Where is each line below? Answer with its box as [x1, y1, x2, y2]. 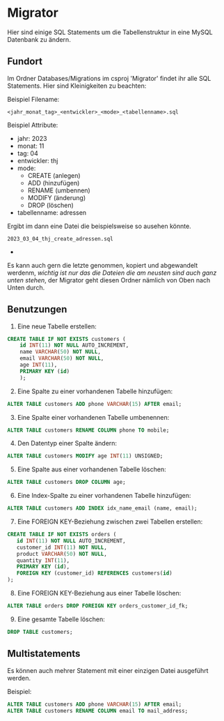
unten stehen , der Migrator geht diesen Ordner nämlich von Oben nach [7, 275, 211, 284]
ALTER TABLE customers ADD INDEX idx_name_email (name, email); [7, 505, 198, 512]
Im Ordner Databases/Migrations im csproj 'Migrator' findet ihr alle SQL [7, 74, 211, 82]
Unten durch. [7, 283, 45, 291]
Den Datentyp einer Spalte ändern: [17, 439, 117, 448]
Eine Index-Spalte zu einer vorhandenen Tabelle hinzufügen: [17, 492, 191, 500]
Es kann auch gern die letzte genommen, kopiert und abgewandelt [7, 261, 198, 269]
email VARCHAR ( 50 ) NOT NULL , [19, 355, 104, 362]
